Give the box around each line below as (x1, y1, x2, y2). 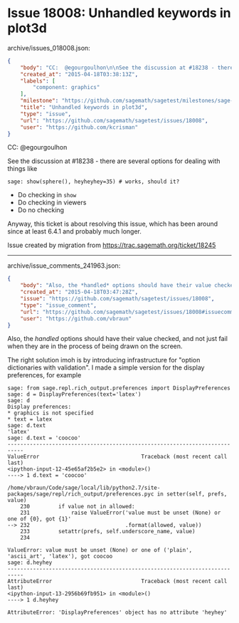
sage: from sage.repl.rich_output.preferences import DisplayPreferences (7, 384, 231, 392)
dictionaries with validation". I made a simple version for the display (7, 363, 205, 372)
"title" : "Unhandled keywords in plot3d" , (20, 104, 148, 111)
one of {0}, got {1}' (7, 515, 72, 523)
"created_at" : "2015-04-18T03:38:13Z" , (20, 70, 139, 78)
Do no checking (17, 206, 65, 214)
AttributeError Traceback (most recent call (7, 578, 228, 585)
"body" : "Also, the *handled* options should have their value (20, 282, 212, 289)
